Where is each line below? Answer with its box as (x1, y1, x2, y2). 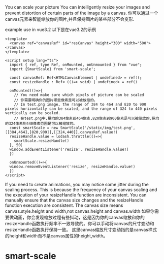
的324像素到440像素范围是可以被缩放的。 (5, 121, 77, 126)
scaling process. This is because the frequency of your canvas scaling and (5, 187, 157, 193)
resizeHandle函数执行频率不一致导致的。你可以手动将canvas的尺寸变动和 (5, 221, 154, 226)
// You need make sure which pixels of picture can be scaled (14, 93, 144, 98)
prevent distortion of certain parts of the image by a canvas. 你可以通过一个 (5, 10, 159, 16)
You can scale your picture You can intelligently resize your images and (5, 4, 150, 10)
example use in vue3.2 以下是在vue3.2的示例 (5, 27, 97, 33)
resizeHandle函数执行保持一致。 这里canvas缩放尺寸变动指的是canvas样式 (5, 227, 157, 232)
